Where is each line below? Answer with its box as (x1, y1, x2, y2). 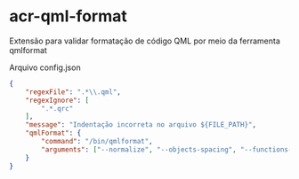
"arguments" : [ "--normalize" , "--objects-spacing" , (41, 144, 238, 154)
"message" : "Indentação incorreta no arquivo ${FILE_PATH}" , (25, 121, 256, 129)
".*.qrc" (41, 104, 74, 113)
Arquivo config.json (9, 62, 82, 73)
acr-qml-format (9, 6, 127, 27)
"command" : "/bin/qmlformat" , (41, 137, 153, 146)
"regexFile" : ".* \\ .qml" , (25, 87, 122, 97)
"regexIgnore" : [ (25, 96, 90, 105)
